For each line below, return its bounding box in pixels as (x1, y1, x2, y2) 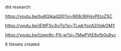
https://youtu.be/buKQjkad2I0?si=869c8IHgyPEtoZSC (5, 13, 113, 19)
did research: (5, 4, 31, 10)
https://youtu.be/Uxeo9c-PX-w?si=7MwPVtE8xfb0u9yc (5, 32, 116, 38)
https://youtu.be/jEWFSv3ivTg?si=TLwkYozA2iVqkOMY (5, 23, 115, 28)
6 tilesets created (5, 41, 40, 47)
